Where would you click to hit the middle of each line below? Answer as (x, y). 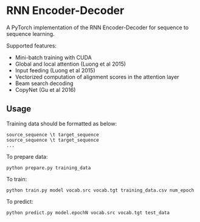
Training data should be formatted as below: (62, 123)
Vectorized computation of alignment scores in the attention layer (97, 77)
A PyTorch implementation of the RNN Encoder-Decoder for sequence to (98, 27)
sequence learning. (30, 33)
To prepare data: (27, 156)
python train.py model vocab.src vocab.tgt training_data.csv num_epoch (100, 190)
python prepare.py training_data (49, 168)
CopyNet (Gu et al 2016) (45, 89)
